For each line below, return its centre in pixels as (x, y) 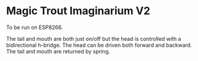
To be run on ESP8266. (35, 27)
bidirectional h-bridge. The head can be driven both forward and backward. (99, 45)
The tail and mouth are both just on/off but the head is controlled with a (94, 38)
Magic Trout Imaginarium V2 (78, 11)
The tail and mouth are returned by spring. (58, 51)
